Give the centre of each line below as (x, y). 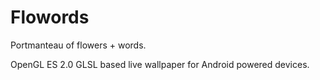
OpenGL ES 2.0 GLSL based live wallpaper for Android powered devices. (160, 64)
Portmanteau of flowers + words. (78, 45)
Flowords (50, 17)
